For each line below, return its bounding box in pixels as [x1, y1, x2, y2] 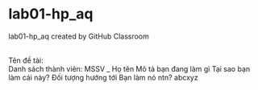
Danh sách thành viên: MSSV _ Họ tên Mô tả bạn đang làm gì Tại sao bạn [8, 63, 251, 73]
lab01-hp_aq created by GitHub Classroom [8, 31, 149, 41]
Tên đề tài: [8, 55, 44, 65]
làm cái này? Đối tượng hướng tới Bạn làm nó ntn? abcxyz [8, 72, 199, 82]
